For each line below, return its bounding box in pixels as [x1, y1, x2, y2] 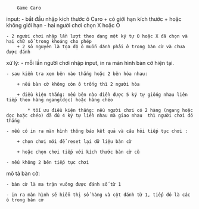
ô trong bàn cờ [6, 197, 44, 203]
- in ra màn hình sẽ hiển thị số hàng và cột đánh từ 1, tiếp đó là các [6, 192, 191, 198]
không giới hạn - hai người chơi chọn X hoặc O [6, 22, 120, 29]
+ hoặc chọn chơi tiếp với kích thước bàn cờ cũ [17, 149, 140, 155]
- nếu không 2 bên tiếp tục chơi [6, 160, 89, 166]
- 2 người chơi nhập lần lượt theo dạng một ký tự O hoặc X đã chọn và [6, 33, 188, 39]
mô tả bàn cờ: [6, 170, 41, 177]
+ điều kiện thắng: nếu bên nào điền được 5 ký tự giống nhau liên [17, 92, 188, 98]
